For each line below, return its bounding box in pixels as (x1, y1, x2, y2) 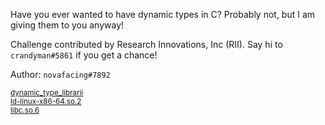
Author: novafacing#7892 (10, 69, 111, 80)
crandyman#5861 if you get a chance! (10, 49, 158, 61)
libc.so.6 (10, 105, 40, 115)
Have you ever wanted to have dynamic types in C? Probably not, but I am (10, 9, 316, 20)
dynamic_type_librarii (10, 88, 84, 98)
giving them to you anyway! (10, 19, 125, 31)
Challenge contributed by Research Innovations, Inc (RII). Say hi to (10, 39, 283, 50)
